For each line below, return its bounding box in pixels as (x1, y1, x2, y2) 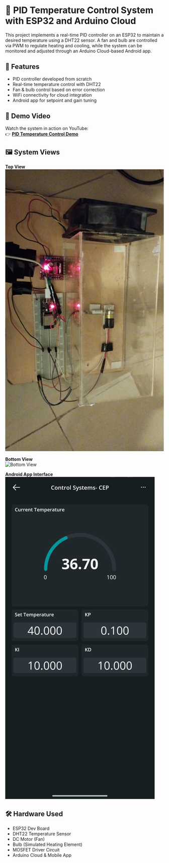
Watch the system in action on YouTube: (5, 125, 89, 131)
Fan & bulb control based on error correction (12, 87, 105, 93)
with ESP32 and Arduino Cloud (5, 15, 136, 27)
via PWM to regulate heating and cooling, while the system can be (5, 42, 142, 48)
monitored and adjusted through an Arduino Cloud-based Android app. (5, 48, 152, 54)
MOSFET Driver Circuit (12, 847, 60, 853)
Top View (5, 164, 26, 170)
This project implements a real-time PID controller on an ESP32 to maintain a (5, 32, 164, 38)
